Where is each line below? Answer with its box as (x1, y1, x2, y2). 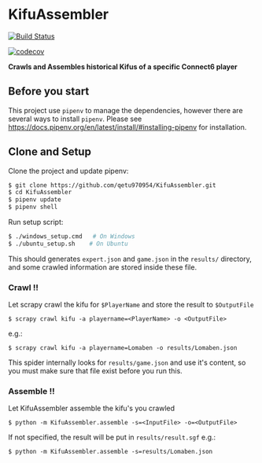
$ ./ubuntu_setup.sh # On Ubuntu (8, 240, 128, 248)
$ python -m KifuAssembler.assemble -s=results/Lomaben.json (8, 448, 213, 456)
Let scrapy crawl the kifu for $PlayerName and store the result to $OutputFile (8, 300, 254, 310)
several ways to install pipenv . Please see (8, 114, 142, 123)
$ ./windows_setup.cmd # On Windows (8, 233, 135, 241)
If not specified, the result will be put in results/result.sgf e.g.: (8, 432, 216, 442)
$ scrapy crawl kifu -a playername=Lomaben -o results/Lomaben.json (8, 344, 238, 352)
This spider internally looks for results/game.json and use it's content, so (8, 358, 246, 367)
